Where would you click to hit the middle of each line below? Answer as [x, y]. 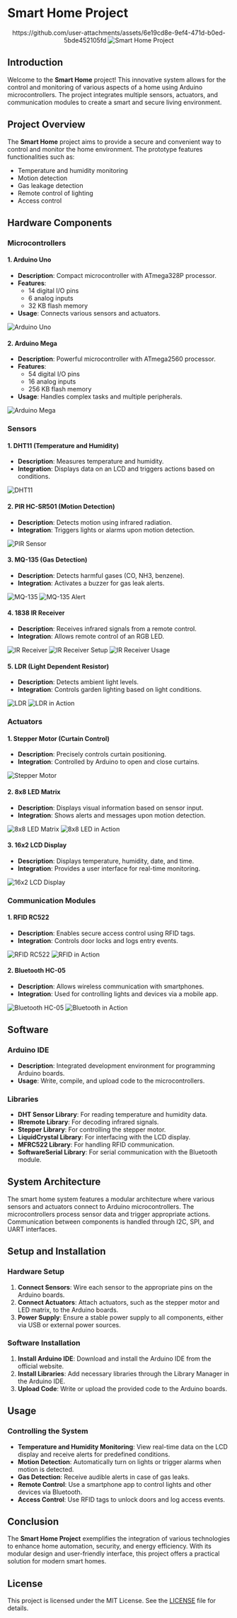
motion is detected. [46, 1469]
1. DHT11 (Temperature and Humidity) [63, 445]
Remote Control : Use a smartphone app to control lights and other [115, 1484]
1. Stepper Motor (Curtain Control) [58, 738]
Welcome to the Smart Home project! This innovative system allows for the [117, 79]
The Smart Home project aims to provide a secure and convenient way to [114, 141]
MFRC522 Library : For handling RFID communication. [96, 1145]
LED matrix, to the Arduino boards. [68, 1310]
